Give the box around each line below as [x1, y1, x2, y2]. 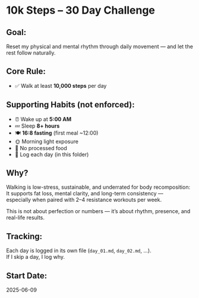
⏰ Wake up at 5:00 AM [14, 115, 72, 122]
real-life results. [6, 214, 45, 221]
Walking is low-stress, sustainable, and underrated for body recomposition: [6, 183, 191, 191]
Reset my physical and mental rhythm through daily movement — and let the [6, 43, 193, 50]
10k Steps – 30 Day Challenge [6, 4, 156, 17]
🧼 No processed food [14, 144, 67, 151]
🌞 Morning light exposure [14, 138, 79, 145]
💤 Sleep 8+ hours [14, 122, 60, 129]
